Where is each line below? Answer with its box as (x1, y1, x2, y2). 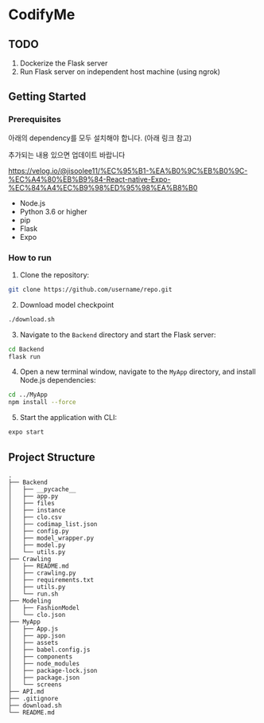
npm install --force (8, 399, 77, 407)
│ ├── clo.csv (8, 513, 62, 521)
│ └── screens (8, 680, 62, 689)
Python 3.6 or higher (19, 206, 87, 216)
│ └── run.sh (8, 590, 59, 598)
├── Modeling (8, 596, 52, 605)
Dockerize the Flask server (19, 58, 108, 68)
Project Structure (8, 450, 95, 464)
